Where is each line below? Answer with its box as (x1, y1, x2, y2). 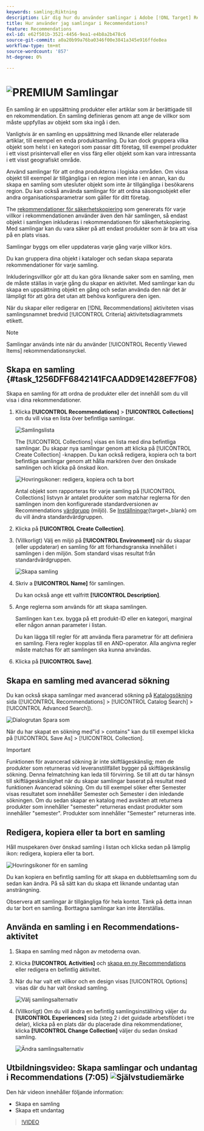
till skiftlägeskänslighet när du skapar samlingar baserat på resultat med (6, 778, 186, 785)
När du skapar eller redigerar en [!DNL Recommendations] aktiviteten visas (6, 304, 194, 311)
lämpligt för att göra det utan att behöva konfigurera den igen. (6, 292, 161, 299)
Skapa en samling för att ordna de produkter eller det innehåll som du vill (6, 390, 188, 398)
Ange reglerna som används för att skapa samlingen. (15, 603, 148, 611)
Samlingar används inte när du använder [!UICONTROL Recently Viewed (6, 341, 187, 348)
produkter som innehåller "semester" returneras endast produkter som (6, 803, 183, 810)
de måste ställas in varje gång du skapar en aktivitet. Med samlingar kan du (6, 279, 195, 287)
